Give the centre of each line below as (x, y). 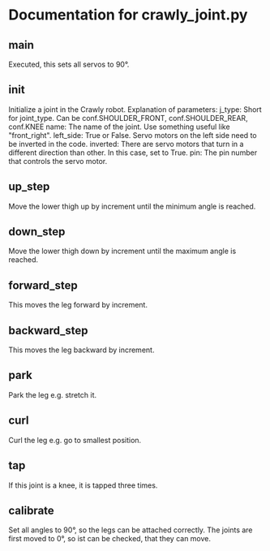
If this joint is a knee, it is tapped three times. (83, 485)
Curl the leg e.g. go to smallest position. (75, 440)
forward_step (43, 285)
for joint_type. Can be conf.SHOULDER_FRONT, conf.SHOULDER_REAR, (129, 118)
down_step (37, 232)
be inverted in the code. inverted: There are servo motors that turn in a (126, 144)
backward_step (48, 330)
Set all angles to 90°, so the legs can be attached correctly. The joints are (131, 530)
